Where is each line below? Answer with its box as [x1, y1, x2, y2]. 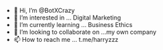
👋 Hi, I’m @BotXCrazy [13, 7, 75, 14]
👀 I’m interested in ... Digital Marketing [13, 14, 121, 22]
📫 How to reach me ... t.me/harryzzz [13, 36, 118, 43]
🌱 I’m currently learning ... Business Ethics [13, 21, 133, 28]
